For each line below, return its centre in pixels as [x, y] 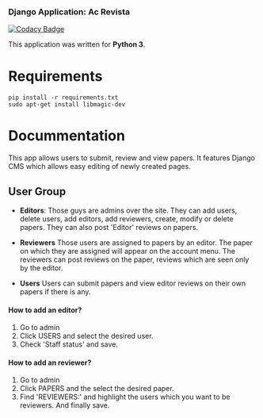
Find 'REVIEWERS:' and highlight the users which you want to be [125, 397]
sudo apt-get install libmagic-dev [67, 105]
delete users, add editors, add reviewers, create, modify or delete [126, 219]
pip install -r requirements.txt [63, 98]
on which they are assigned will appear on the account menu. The [128, 251]
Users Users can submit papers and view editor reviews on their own [133, 283]
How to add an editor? [45, 310]
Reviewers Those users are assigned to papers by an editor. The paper [136, 242]
